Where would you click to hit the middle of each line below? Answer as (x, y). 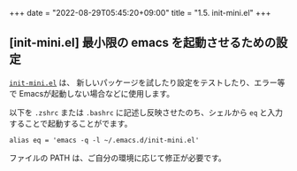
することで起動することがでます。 (71, 123)
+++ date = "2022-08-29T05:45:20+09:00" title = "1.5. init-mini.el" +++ (140, 13)
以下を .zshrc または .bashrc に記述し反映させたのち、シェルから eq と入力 (146, 112)
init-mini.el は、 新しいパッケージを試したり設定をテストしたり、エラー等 (147, 82)
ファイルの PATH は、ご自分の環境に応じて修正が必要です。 (118, 158)
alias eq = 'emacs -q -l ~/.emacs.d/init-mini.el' (104, 140)
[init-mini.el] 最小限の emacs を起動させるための (143, 43)
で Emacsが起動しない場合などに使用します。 (92, 93)
